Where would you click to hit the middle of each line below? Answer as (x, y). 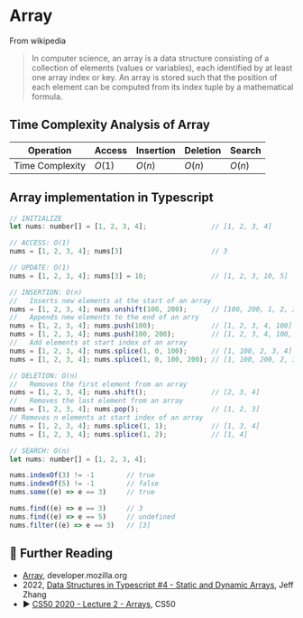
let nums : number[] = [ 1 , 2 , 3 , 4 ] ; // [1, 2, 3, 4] (141, 226)
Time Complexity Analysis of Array (110, 125)
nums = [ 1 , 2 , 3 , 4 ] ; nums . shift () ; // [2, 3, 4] (135, 392)
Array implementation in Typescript (111, 198)
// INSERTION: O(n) (46, 292)
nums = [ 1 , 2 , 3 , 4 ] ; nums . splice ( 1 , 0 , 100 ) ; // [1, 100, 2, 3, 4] (151, 351)
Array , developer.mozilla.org (75, 575)
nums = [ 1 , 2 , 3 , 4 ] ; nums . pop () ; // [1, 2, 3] (135, 410)
